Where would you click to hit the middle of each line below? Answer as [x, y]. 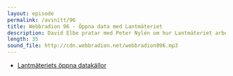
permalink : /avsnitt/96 [42, 20]
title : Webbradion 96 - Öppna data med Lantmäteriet [85, 26]
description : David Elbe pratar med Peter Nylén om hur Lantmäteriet [110, 33]
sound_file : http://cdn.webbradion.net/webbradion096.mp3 [93, 46]
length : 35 [23, 39]
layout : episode [31, 13]
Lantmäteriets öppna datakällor [62, 65]
